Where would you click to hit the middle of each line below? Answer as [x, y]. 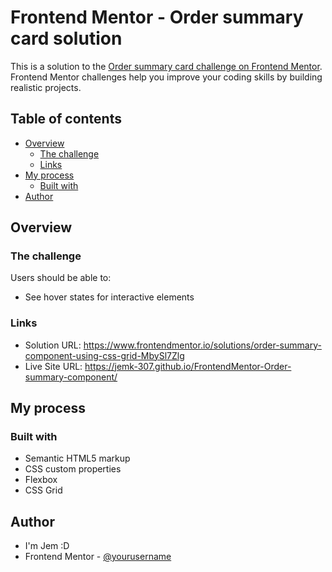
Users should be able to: [61, 278]
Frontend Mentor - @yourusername [98, 557]
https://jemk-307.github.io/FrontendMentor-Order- [188, 366]
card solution [66, 38]
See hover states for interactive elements [109, 297]
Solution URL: [53, 345]
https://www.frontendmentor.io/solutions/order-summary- [202, 345]
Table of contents [66, 119]
